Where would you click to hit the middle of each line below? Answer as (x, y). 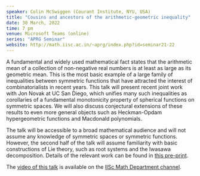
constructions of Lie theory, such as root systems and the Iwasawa (89, 149)
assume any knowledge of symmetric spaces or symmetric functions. (92, 136)
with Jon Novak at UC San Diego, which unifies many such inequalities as (97, 93)
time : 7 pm (20, 28)
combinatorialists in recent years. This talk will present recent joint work (95, 87)
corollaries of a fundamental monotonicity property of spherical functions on (100, 99)
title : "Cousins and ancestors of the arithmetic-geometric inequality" (99, 17)
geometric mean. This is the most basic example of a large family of (90, 74)
